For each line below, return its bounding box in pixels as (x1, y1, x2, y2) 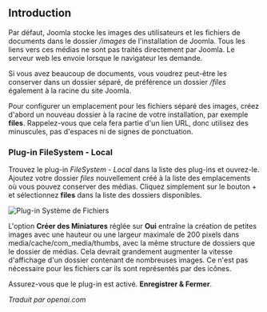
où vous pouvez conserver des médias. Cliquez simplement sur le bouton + (8, 182, 257, 191)
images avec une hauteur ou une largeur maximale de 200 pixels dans (8, 230, 240, 239)
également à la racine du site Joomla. (8, 86, 132, 95)
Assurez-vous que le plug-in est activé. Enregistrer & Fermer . (8, 279, 213, 289)
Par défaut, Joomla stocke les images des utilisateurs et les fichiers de (8, 27, 241, 37)
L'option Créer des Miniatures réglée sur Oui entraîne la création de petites (8, 222, 257, 231)
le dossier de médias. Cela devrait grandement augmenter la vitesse (8, 247, 233, 257)
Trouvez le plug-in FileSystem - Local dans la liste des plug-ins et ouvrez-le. (8, 165, 260, 174)
